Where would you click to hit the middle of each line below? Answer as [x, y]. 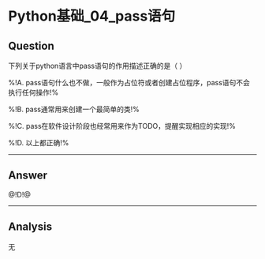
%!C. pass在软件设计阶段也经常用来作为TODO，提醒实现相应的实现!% [122, 126]
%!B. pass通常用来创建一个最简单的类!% [74, 109]
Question [31, 45]
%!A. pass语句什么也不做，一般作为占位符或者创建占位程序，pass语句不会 [129, 83]
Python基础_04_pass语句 [92, 16]
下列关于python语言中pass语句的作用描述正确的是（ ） [97, 66]
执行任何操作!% [34, 92]
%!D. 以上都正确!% [39, 143]
